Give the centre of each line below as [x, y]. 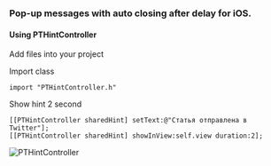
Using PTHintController [53, 35]
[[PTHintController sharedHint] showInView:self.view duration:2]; [136, 136]
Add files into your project [57, 54]
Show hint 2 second [46, 104]
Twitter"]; [29, 128]
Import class [32, 71]
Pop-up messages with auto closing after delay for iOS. [131, 13]
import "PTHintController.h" [63, 88]
